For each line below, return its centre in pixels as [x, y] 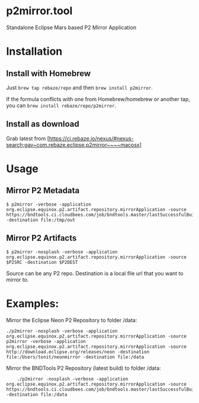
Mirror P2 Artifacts [41, 238]
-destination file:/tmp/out [41, 220]
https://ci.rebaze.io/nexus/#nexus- [92, 138]
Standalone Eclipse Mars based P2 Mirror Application [71, 27]
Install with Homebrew [48, 73]
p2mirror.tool [39, 11]
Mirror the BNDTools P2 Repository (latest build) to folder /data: [84, 368]
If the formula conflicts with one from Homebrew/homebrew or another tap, [98, 99]
